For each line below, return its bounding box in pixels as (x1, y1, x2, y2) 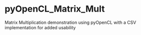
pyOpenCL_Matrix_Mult (4, 3, 105, 15)
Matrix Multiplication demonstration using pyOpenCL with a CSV (4, 19, 137, 25)
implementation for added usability (4, 24, 76, 30)
